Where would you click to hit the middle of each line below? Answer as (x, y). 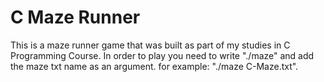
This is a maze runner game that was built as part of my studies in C (150, 45)
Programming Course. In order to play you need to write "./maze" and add (162, 55)
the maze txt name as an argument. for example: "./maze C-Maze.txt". (154, 66)
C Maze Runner (75, 17)
